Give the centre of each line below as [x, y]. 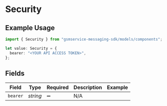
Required [58, 87]
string [35, 96]
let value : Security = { [31, 48]
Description [88, 87]
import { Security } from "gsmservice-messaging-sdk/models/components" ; [84, 39]
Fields [15, 73]
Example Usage [30, 28]
